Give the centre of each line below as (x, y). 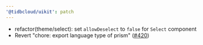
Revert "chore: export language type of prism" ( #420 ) (82, 35)
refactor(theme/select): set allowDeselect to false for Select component (105, 29)
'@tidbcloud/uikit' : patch (40, 12)
